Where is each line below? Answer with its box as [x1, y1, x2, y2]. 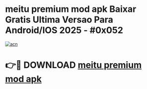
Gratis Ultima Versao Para [5, 14, 113, 25]
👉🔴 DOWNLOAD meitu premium [5, 60, 142, 71]
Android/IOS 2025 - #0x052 [5, 25, 123, 36]
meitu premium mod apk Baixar [5, 3, 137, 15]
